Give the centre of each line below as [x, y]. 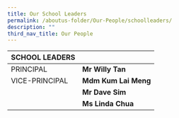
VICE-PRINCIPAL [40, 81]
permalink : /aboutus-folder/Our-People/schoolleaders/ [90, 20]
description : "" [31, 27]
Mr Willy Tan [104, 69]
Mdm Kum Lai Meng [117, 81]
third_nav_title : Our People [50, 34]
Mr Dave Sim [104, 93]
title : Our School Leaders [47, 14]
